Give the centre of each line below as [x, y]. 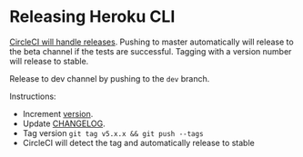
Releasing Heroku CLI [92, 17]
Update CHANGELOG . [64, 123]
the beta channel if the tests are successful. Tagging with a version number [151, 51]
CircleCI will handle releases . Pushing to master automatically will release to [151, 42]
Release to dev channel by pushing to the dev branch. [110, 78]
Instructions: [33, 96]
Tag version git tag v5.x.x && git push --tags [113, 132]
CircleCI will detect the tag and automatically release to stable [138, 142]
